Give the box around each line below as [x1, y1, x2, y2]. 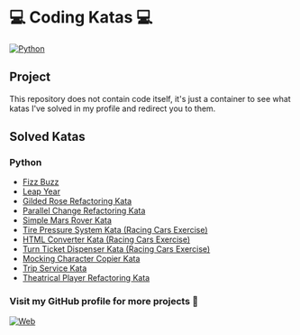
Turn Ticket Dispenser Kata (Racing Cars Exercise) [22, 244, 211, 255]
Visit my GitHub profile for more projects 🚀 [9, 295, 199, 308]
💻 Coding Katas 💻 [9, 7, 153, 28]
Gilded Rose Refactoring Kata [22, 196, 132, 207]
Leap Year [22, 186, 61, 197]
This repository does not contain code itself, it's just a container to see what [9, 93, 291, 104]
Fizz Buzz [22, 177, 59, 188]
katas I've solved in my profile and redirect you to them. [9, 103, 216, 114]
